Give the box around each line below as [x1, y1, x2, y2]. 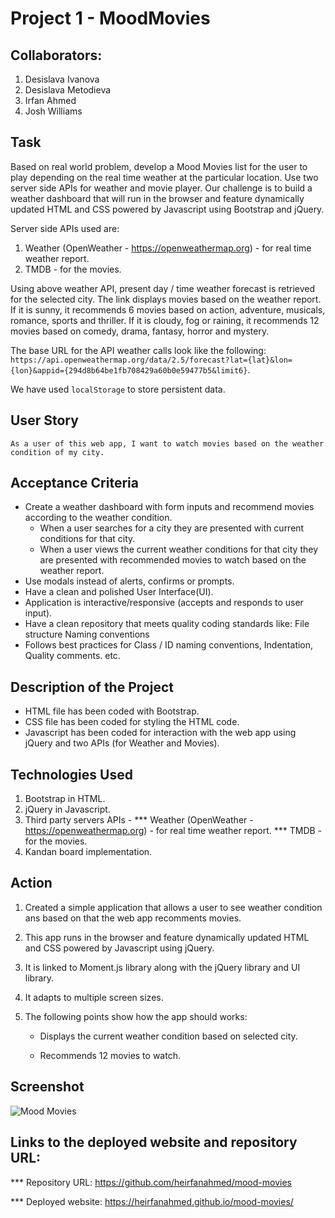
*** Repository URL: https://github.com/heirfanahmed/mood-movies [10, 1176, 292, 1188]
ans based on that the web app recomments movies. [24, 912, 242, 924]
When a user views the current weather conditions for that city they [39, 543, 318, 556]
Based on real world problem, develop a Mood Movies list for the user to [10, 160, 308, 172]
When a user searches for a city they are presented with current [39, 522, 305, 534]
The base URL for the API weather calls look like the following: [10, 344, 267, 356]
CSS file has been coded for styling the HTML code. [24, 716, 240, 728]
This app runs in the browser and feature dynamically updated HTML [24, 931, 310, 943]
